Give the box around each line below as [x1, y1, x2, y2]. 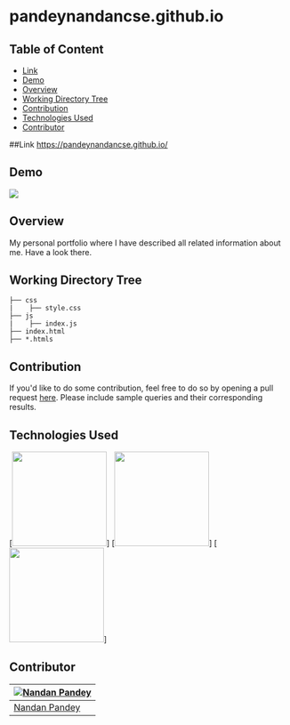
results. [9, 402, 37, 413]
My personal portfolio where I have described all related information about [9, 238, 282, 248]
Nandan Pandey [13, 701, 81, 713]
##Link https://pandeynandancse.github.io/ [9, 140, 168, 149]
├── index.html [9, 327, 66, 336]
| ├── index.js [9, 319, 77, 328]
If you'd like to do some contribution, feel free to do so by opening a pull [9, 383, 274, 393]
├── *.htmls [9, 335, 53, 344]
